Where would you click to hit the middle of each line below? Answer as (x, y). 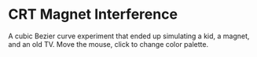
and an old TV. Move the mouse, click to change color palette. (108, 44)
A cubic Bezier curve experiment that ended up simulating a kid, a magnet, (129, 36)
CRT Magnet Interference (93, 14)
